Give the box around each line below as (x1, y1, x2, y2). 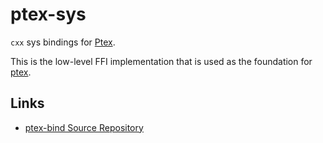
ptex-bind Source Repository (24, 121, 144, 133)
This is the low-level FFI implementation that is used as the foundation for (10, 55, 313, 67)
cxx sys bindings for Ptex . (10, 36, 116, 48)
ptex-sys (10, 3, 87, 26)
